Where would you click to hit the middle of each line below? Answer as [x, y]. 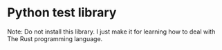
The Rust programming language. [55, 38]
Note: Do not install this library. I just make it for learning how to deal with [111, 32]
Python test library [62, 13]
